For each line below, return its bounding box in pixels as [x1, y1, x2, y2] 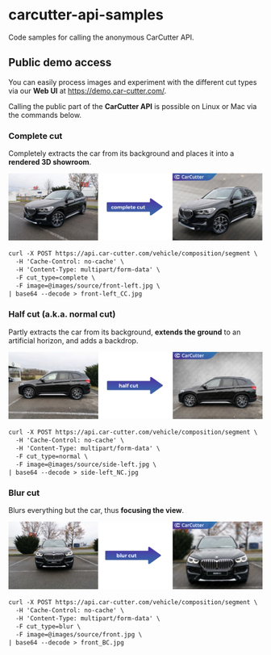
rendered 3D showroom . [8, 157, 92, 167]
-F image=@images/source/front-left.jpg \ [15, 282, 161, 290]
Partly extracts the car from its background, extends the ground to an [8, 327, 241, 337]
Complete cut [8, 130, 63, 141]
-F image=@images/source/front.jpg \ [15, 630, 143, 639]
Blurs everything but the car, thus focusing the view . [8, 506, 184, 515]
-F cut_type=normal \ [15, 452, 89, 461]
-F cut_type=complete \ [15, 274, 95, 282]
